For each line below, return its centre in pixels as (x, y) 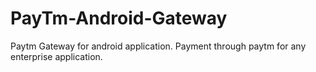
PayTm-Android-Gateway (119, 18)
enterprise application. (56, 56)
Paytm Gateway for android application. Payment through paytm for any (158, 46)
